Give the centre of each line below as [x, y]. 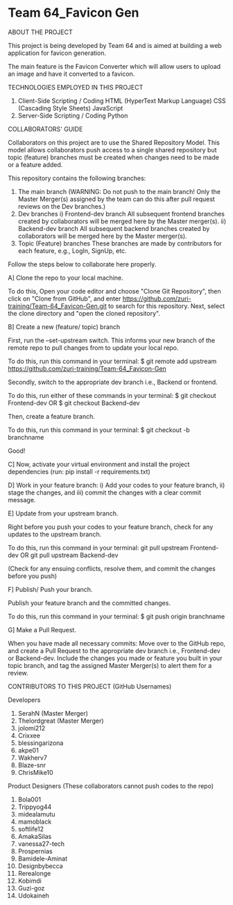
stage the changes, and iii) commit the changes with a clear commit [105, 492]
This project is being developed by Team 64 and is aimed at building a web [115, 45]
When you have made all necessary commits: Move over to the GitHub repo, [117, 643]
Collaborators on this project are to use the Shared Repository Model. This [114, 142]
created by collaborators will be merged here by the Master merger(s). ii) [122, 221]
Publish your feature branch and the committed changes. [89, 602]
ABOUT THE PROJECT [41, 32]
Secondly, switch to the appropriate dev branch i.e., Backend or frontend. [113, 382]
